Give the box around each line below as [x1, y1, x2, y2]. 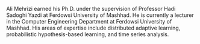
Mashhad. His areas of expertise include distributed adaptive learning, [6, 24, 181, 31]
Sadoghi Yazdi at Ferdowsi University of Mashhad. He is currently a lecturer [6, 11, 194, 19]
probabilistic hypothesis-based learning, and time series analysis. [6, 31, 169, 38]
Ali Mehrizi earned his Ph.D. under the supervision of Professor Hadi [6, 5, 176, 12]
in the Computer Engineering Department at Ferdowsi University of [6, 18, 172, 25]
